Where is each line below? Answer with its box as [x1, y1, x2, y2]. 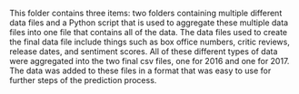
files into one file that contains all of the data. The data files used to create [9, 27, 288, 37]
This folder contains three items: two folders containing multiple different [9, 8, 283, 18]
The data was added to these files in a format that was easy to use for [9, 65, 272, 76]
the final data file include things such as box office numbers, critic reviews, [9, 36, 291, 47]
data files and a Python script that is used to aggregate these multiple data [9, 17, 289, 28]
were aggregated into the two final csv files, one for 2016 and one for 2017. [9, 56, 290, 66]
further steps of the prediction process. [9, 75, 157, 85]
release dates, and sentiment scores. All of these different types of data [9, 46, 278, 57]
